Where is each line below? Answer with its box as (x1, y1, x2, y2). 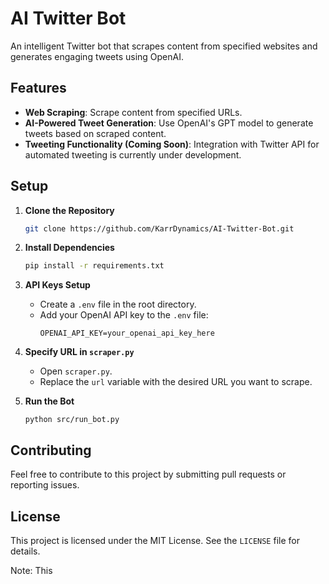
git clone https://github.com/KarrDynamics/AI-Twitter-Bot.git (24, 223, 295, 234)
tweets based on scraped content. (24, 127, 167, 139)
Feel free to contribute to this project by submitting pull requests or (10, 468, 287, 481)
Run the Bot (24, 395, 75, 407)
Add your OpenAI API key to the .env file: (39, 309, 209, 321)
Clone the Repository (24, 204, 115, 216)
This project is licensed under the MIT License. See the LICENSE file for (10, 534, 300, 546)
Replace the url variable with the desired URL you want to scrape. (39, 376, 313, 388)
